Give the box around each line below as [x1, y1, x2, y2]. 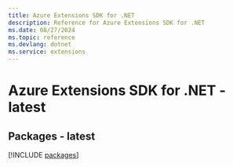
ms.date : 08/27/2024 [8, 26, 76, 34]
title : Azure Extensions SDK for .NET [8, 11, 135, 20]
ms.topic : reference [8, 33, 76, 42]
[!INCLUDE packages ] [8, 151, 79, 159]
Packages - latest [8, 129, 96, 143]
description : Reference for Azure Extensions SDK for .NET [8, 19, 206, 27]
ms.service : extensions [8, 48, 86, 56]
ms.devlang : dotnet [8, 41, 72, 49]
